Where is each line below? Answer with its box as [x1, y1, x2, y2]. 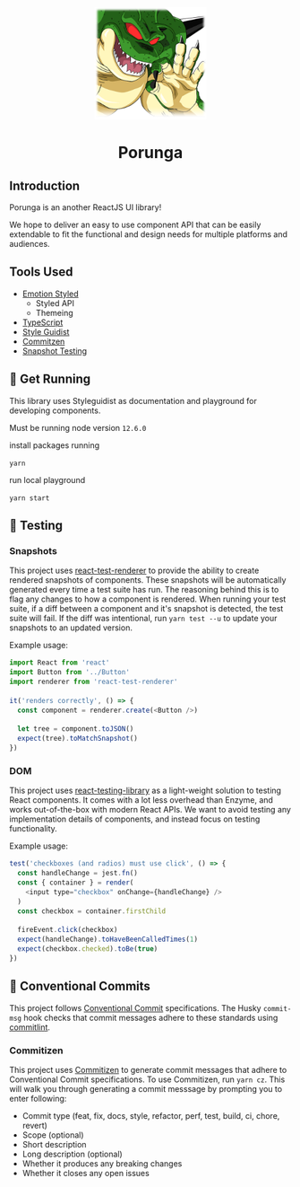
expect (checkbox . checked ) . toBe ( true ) [17, 945, 159, 954]
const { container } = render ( [17, 878, 134, 887]
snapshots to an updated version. [9, 622, 133, 633]
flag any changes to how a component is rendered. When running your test [9, 593, 287, 604]
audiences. [9, 239, 51, 249]
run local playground [9, 474, 86, 485]
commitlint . [9, 1022, 51, 1033]
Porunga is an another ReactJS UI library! [9, 202, 162, 213]
